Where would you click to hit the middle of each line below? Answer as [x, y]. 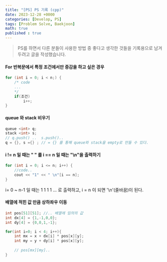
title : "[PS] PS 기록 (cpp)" [35, 10]
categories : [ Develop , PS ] [33, 19]
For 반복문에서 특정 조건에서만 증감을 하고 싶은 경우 [55, 67]
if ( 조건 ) [22, 96]
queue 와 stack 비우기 [28, 117]
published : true [23, 33]
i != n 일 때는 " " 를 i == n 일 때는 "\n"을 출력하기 [53, 155]
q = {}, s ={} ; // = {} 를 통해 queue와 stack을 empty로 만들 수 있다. [77, 143]
